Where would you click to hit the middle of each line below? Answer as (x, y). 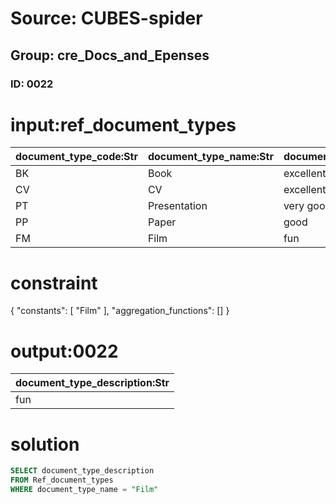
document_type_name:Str (210, 157)
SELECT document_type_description (82, 471)
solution (45, 444)
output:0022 (64, 351)
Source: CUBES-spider (106, 18)
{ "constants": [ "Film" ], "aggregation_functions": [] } (120, 311)
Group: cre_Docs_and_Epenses (110, 55)
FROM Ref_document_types (62, 480)
